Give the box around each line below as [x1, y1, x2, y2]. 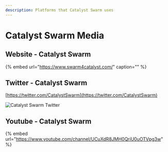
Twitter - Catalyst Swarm [5, 79, 87, 87]
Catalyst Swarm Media [5, 29, 104, 41]
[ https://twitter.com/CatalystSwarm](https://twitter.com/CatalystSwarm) [5, 92, 158, 98]
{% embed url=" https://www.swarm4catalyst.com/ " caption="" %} [5, 64, 147, 70]
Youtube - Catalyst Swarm [5, 117, 91, 126]
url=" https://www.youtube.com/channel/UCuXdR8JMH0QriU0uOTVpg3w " [5, 136, 163, 142]
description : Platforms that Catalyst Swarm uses [5, 7, 114, 13]
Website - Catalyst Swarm [5, 50, 91, 59]
